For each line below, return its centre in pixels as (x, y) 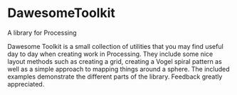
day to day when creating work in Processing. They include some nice (110, 54)
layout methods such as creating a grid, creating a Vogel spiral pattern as (115, 61)
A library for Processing (42, 33)
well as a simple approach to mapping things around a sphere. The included (118, 69)
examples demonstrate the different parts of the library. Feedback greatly (115, 77)
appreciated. (26, 84)
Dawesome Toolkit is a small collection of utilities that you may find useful (116, 46)
